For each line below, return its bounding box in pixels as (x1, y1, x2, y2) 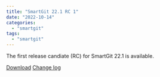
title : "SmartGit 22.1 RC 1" (6, 8, 79, 15)
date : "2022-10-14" (6, 14, 55, 20)
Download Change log (6, 64, 61, 71)
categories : (6, 20, 36, 25)
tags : (6, 31, 20, 37)
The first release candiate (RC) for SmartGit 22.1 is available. (6, 53, 154, 59)
